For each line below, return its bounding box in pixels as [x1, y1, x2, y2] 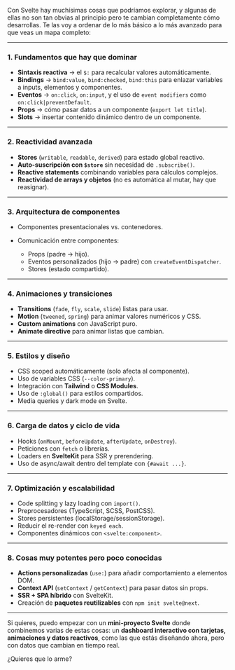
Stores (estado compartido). [27, 264, 110, 273]
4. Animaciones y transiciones [7, 289, 113, 299]
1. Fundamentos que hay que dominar [7, 52, 138, 62]
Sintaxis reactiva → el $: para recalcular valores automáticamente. [17, 68, 211, 76]
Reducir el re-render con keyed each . [17, 521, 124, 530]
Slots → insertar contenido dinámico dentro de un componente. [17, 113, 201, 121]
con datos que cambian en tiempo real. [7, 641, 120, 650]
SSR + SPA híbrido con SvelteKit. [17, 592, 113, 600]
